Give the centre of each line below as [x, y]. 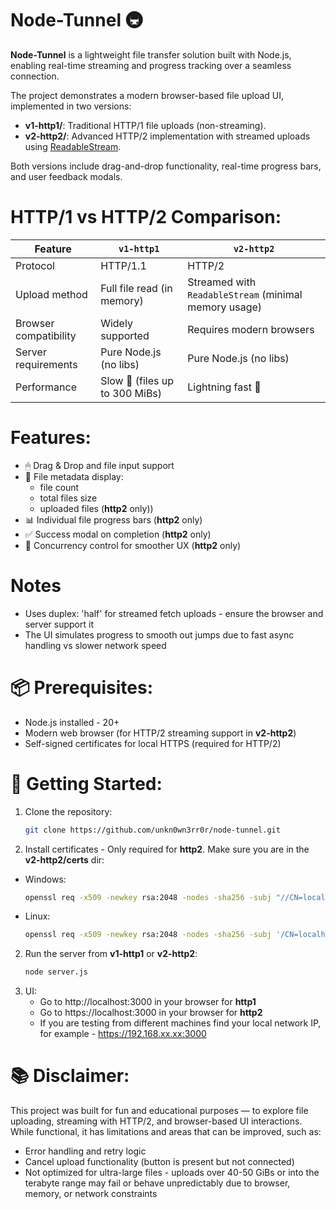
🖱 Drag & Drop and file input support [99, 465]
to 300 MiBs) [131, 393]
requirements [46, 364]
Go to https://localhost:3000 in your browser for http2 [151, 1013]
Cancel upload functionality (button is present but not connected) [159, 1162]
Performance [46, 387]
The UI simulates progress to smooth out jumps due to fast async [159, 634]
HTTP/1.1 [123, 265]
